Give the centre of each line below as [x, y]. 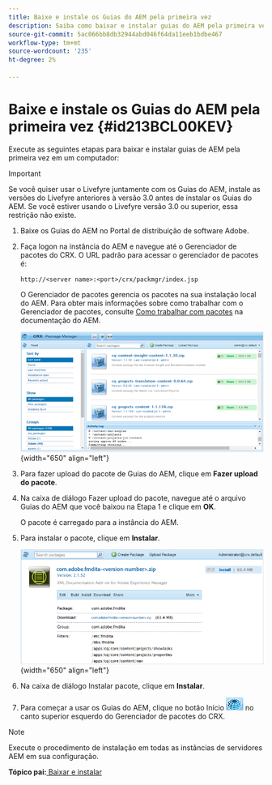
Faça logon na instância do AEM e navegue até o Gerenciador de [128, 246]
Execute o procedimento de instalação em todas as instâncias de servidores [136, 748]
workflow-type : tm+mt [45, 43]
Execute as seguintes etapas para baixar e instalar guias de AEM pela [124, 149]
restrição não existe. [42, 215]
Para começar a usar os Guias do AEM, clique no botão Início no [137, 708]
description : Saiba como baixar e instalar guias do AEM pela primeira [132, 26]
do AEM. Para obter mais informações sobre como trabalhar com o [132, 303]
